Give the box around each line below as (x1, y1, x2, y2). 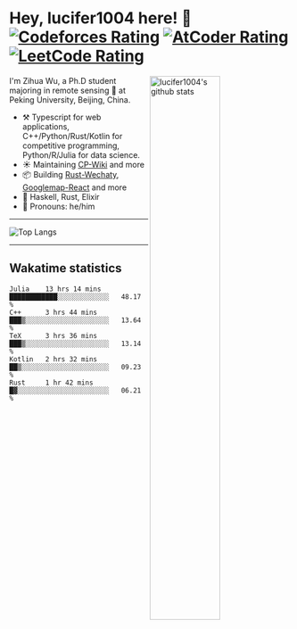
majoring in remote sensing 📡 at (9, 85, 127, 95)
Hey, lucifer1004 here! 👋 (9, 8, 193, 29)
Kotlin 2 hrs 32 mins (9, 354, 98, 364)
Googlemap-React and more (21, 182, 128, 193)
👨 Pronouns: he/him (21, 201, 95, 211)
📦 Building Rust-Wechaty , (21, 169, 120, 179)
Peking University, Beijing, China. (9, 94, 131, 105)
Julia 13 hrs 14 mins (9, 285, 102, 294)
